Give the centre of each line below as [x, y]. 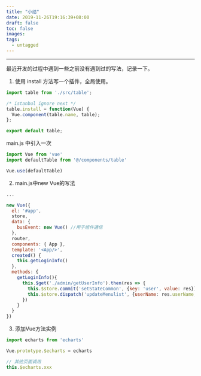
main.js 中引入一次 [29, 143]
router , [21, 238]
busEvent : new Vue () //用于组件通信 [60, 228]
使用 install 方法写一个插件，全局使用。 [63, 81]
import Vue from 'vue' [34, 154]
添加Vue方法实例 [36, 329]
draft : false [22, 23]
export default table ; [34, 131]
